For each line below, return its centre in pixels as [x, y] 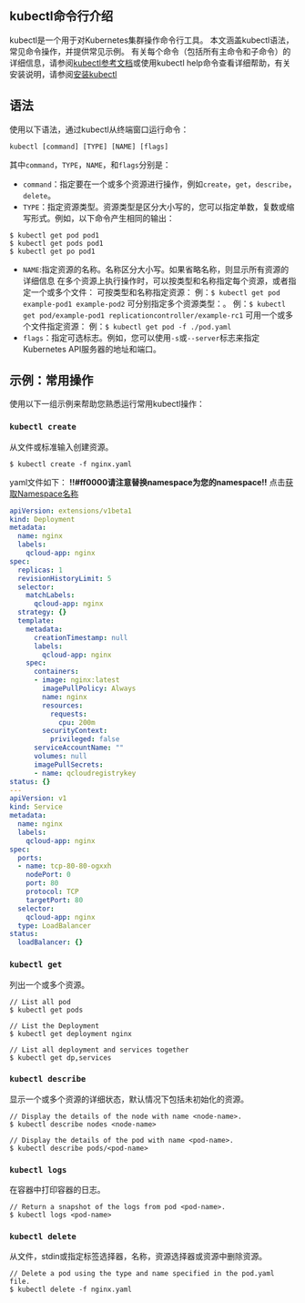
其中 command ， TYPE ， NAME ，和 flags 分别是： [90, 164]
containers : [56, 672]
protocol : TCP [52, 892]
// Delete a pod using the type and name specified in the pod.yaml [142, 1274]
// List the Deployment [55, 1026]
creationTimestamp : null [81, 637]
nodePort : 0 [48, 875]
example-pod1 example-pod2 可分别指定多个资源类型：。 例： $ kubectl [154, 303]
